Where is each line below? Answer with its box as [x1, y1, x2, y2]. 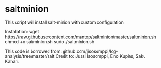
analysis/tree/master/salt [5, 53, 55, 59]
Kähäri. [5, 58, 19, 64]
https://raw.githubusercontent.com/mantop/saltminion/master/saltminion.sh [5, 34, 156, 40]
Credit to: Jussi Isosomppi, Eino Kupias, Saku [55, 53, 146, 59]
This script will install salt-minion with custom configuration [5, 19, 124, 25]
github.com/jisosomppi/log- [63, 48, 118, 54]
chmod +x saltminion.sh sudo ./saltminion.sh [5, 39, 95, 44]
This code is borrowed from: [5, 48, 62, 54]
